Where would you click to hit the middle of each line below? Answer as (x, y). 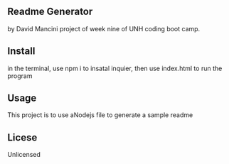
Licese (22, 137)
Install (21, 51)
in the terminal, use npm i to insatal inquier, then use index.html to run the (115, 68)
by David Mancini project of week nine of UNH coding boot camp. (104, 28)
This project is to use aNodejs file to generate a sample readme (100, 115)
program (20, 76)
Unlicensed (24, 155)
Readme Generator (50, 12)
